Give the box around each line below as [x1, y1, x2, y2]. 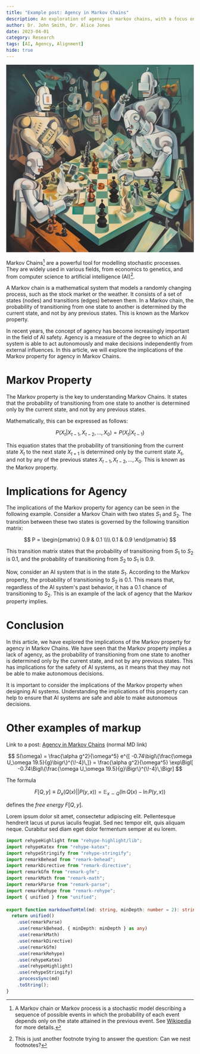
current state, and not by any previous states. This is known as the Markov [6, 309, 189, 317]
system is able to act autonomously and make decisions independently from [6, 340, 193, 348]
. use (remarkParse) [17, 919, 62, 925]
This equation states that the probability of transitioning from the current [6, 442, 184, 449]
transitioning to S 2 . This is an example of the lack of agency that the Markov [6, 590, 192, 599]
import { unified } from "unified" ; [6, 894, 97, 900]
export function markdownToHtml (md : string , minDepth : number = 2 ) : [6, 906, 180, 913]
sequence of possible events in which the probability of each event [14, 1011, 180, 1018]
